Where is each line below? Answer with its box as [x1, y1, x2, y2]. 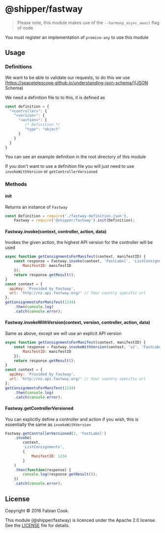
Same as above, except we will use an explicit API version [5, 330, 122, 337]
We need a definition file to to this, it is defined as [5, 94, 105, 100]
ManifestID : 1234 [31, 453, 67, 458]
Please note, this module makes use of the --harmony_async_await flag [17, 20, 160, 26]
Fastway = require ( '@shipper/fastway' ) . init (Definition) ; [14, 218, 135, 223]
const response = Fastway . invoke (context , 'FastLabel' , [14, 259, 131, 264]
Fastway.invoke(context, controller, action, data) [5, 228, 107, 234]
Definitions [5, 63, 32, 70]
